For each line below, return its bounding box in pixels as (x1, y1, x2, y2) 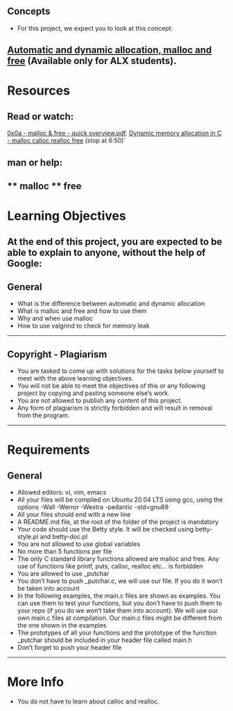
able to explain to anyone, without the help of (7, 246, 206, 258)
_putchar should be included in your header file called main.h (17, 636, 192, 644)
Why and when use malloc (17, 314, 94, 323)
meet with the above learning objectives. (17, 374, 134, 383)
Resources (7, 83, 71, 99)
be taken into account (17, 584, 80, 593)
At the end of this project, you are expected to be (7, 236, 223, 248)
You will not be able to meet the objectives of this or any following (17, 382, 206, 390)
